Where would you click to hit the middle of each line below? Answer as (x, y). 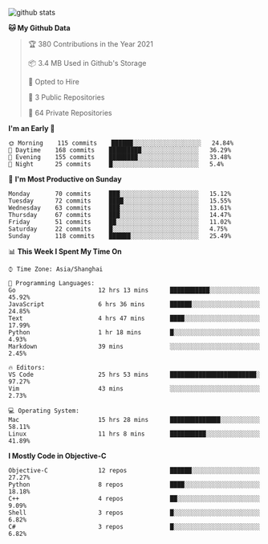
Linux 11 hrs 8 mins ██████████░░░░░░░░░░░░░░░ (134, 434)
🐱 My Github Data (39, 28)
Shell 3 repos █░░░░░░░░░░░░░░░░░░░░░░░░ (134, 513)
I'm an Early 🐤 (32, 128)
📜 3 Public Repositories (66, 97)
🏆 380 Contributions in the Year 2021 (91, 44)
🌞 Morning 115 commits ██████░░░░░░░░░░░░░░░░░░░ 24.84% (121, 143)
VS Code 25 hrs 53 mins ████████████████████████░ (134, 374)
